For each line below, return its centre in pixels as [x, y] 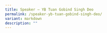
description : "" [21, 23]
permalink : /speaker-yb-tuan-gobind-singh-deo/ [54, 14]
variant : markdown [23, 18]
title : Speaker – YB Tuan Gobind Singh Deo [49, 9]
